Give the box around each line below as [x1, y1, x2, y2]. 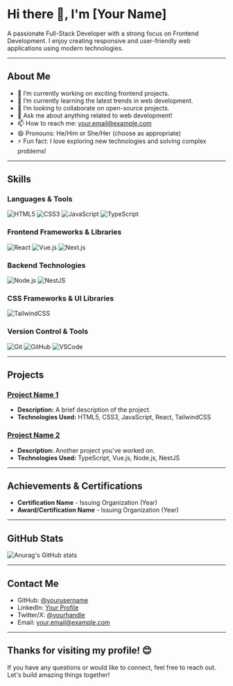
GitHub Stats [7, 533, 64, 544]
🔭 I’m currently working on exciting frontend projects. [17, 89, 170, 97]
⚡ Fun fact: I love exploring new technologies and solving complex [17, 137, 207, 145]
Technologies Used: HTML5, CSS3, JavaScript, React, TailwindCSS [17, 413, 212, 421]
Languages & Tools [7, 194, 73, 204]
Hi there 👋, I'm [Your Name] [7, 6, 167, 22]
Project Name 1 [7, 390, 59, 399]
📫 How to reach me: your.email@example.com [17, 119, 153, 127]
